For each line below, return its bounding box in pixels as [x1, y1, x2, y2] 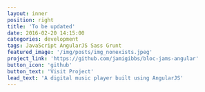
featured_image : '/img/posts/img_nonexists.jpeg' [7, 49, 153, 56]
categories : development [7, 36, 79, 43]
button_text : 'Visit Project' [7, 68, 95, 75]
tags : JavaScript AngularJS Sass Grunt [7, 42, 122, 49]
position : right [7, 17, 54, 24]
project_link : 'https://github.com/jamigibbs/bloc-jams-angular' [7, 55, 199, 62]
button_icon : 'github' [7, 62, 72, 68]
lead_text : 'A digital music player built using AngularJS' [7, 74, 184, 82]
